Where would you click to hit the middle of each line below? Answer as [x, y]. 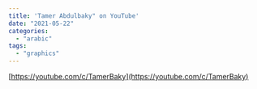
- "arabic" [34, 38]
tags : [17, 46]
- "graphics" [38, 53]
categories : [28, 31]
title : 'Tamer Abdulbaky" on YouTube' [74, 16]
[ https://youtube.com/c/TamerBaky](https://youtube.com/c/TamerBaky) [128, 76]
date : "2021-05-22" [41, 23]
